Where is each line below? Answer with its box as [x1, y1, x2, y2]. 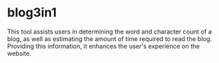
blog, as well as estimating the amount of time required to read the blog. [7, 34, 212, 42]
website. [7, 49, 32, 58]
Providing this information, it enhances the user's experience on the [7, 42, 200, 50]
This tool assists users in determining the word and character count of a [7, 27, 212, 36]
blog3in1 [7, 5, 57, 21]
